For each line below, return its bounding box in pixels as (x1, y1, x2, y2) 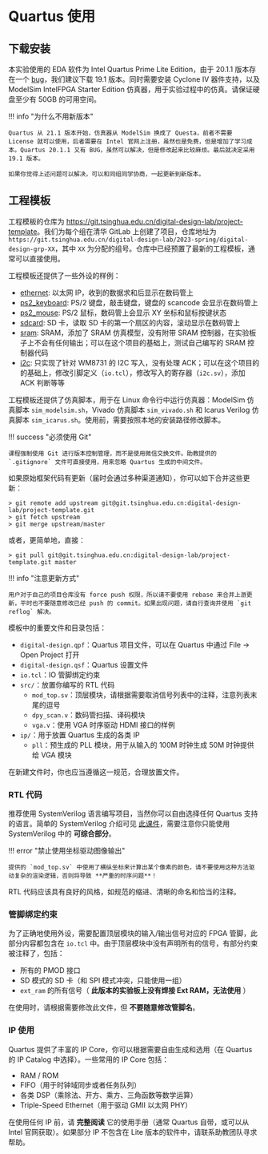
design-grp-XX (8, 245, 56, 253)
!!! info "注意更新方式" (8, 573, 80, 583)
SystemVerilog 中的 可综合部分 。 (8, 829, 116, 838)
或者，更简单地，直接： (8, 535, 86, 545)
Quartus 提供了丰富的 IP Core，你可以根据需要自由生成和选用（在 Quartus (8, 1044, 253, 1054)
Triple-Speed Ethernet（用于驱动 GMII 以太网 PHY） (19, 1100, 193, 1110)
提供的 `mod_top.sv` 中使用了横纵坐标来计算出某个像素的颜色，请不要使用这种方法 (8, 863, 250, 872)
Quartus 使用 (8, 7, 96, 26)
